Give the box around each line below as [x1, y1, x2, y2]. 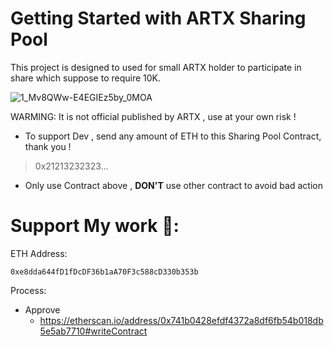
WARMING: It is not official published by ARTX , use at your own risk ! [10, 110, 297, 122]
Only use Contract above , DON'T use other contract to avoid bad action [24, 179, 323, 191]
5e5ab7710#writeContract [39, 325, 148, 337]
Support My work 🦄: [10, 215, 180, 237]
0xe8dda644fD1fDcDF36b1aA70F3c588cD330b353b [10, 267, 199, 277]
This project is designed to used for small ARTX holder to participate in [10, 61, 302, 73]
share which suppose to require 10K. [10, 72, 162, 84]
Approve [24, 303, 61, 316]
